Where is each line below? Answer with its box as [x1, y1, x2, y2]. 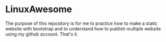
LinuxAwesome [5, 4, 73, 15]
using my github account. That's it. [5, 31, 78, 37]
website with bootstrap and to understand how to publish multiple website [5, 25, 161, 31]
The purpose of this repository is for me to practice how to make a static [5, 20, 158, 26]
